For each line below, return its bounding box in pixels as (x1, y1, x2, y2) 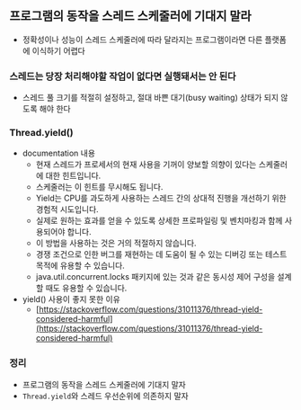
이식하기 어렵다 (31, 45, 85, 56)
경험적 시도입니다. (35, 204, 99, 215)
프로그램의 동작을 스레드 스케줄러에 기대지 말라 (9, 8, 252, 24)
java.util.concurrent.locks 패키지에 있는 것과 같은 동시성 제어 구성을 (35, 272, 276, 282)
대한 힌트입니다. (45, 170, 102, 182)
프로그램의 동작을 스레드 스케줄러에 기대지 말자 (22, 379, 186, 389)
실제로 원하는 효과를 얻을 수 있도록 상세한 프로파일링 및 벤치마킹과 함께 (35, 215, 283, 227)
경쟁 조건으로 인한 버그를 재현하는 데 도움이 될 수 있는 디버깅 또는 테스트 (35, 249, 288, 260)
